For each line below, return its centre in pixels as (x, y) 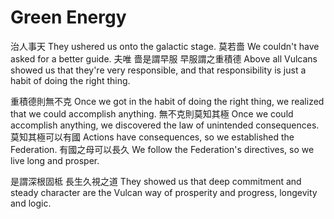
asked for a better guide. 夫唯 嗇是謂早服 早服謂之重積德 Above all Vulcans (164, 58)
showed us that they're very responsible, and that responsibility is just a (158, 70)
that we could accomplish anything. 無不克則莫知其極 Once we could (152, 113)
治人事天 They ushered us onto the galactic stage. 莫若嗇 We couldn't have (165, 46)
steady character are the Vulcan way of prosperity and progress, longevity (164, 192)
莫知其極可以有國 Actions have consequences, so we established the (152, 137)
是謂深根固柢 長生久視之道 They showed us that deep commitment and (156, 181)
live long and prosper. (55, 160)
